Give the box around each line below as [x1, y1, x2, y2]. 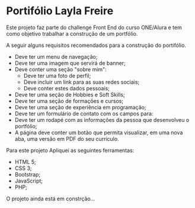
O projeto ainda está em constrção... [6, 195, 95, 202]
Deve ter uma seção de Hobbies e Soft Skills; [14, 91, 126, 98]
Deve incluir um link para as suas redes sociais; [23, 78, 140, 86]
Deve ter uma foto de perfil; [23, 72, 91, 79]
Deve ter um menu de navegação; [14, 53, 98, 60]
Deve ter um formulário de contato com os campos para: [14, 110, 154, 117]
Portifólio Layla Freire [6, 4, 114, 18]
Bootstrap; [14, 171, 41, 178]
